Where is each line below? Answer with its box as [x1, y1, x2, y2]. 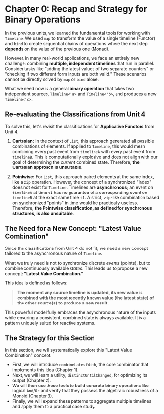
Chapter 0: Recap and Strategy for [5, 3, 148, 15]
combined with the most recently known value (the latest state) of [17, 295, 154, 301]
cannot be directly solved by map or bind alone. [5, 76, 99, 82]
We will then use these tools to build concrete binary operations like [12, 383, 149, 388]
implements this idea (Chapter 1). [12, 367, 79, 373]
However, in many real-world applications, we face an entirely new [5, 55, 140, 61]
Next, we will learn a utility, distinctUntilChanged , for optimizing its [12, 372, 148, 378]
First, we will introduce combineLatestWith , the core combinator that [12, 362, 149, 368]
